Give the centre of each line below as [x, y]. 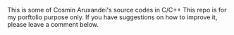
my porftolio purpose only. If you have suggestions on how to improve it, [112, 17]
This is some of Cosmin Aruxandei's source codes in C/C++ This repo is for [117, 10]
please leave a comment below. [53, 24]
